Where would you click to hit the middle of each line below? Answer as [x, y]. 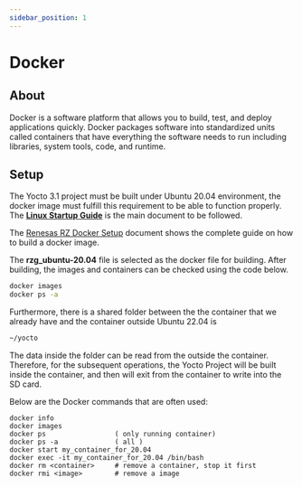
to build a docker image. [54, 243]
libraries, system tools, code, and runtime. [88, 146]
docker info [32, 418]
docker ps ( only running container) [113, 435]
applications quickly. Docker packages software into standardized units [142, 126]
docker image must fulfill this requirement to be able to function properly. [146, 206]
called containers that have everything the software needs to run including [148, 136]
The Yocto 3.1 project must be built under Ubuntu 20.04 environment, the [146, 196]
